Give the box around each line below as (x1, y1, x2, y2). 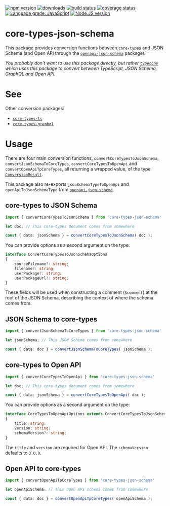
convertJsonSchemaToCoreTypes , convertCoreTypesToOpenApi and (5, 160, 138, 166)
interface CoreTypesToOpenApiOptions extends (5, 412, 103, 417)
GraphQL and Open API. (5, 71, 56, 77)
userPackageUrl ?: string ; (14, 276, 69, 281)
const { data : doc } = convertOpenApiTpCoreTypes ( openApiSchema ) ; (5, 496, 153, 501)
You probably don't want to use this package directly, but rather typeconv (5, 60, 158, 66)
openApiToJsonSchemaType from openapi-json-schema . (5, 186, 114, 192)
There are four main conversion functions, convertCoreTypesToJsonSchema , (5, 155, 159, 161)
